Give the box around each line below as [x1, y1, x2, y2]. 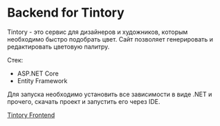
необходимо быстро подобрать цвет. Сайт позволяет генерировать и [7, 35, 213, 43]
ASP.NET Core [17, 69, 59, 78]
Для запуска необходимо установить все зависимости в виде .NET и [7, 90, 212, 98]
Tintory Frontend [7, 111, 55, 119]
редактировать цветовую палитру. [7, 42, 110, 51]
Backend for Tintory [7, 5, 125, 21]
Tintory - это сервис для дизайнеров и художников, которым [7, 28, 188, 36]
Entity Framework [17, 76, 68, 84]
